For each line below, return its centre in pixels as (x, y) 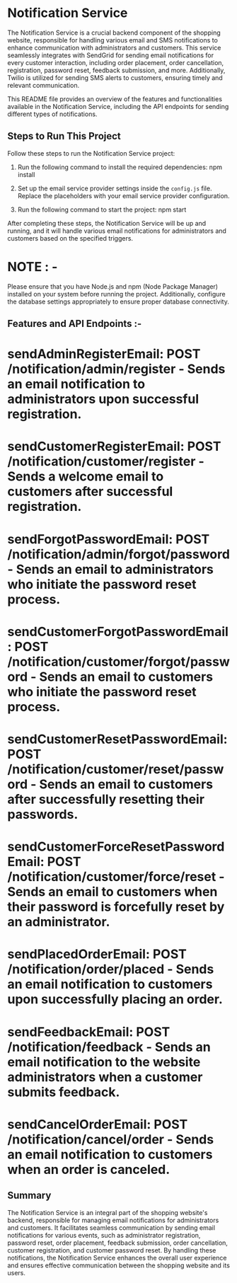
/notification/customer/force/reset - (116, 877)
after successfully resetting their (106, 799)
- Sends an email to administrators (111, 569)
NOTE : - (33, 266)
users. (17, 1272)
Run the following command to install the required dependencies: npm (120, 167)
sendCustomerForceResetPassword (116, 847)
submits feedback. (64, 1092)
